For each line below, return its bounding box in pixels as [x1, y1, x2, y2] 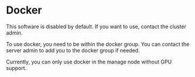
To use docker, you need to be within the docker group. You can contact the [6, 41, 190, 48]
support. [6, 64, 27, 71]
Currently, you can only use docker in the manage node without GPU [6, 58, 172, 65]
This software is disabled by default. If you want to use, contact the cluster [6, 23, 186, 30]
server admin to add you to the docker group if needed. [6, 46, 140, 53]
